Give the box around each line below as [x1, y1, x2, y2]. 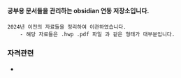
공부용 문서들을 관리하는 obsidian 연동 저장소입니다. [7, 6, 150, 15]
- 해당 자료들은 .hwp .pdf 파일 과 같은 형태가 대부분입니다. [20, 31, 175, 38]
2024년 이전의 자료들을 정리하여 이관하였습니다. [7, 24, 127, 31]
